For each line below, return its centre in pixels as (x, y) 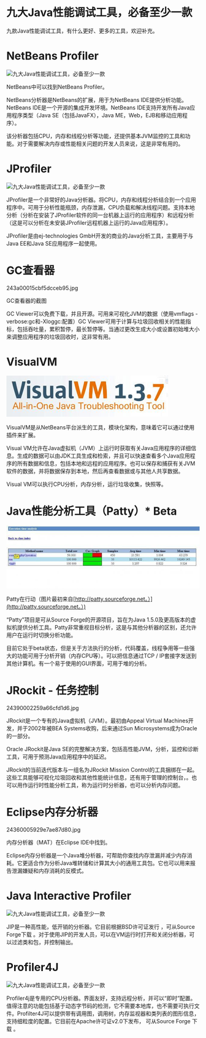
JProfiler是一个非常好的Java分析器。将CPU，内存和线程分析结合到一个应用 (101, 200)
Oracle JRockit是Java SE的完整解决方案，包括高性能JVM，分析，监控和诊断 (103, 749)
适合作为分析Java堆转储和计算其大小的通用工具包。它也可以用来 (109, 863)
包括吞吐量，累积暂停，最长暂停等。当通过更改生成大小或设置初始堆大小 (108, 329)
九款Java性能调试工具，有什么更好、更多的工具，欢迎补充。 (82, 31)
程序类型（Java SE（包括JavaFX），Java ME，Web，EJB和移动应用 (97, 115)
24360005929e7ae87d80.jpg (44, 830)
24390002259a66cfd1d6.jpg (43, 708)
